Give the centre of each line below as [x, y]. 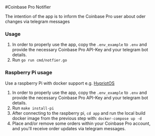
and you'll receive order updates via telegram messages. [69, 128]
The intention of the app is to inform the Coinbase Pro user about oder [75, 16]
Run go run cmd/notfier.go [39, 60]
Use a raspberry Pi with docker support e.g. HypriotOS [60, 83]
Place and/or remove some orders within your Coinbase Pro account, [81, 123]
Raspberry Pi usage [29, 73]
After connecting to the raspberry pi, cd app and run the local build [79, 113]
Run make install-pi [33, 108]
